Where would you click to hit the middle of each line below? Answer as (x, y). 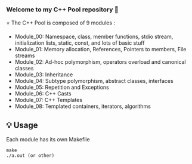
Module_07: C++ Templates (48, 100)
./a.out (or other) (30, 156)
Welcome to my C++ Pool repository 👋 (62, 10)
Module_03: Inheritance (44, 75)
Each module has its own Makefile (48, 140)
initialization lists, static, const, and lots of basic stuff (80, 43)
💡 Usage (22, 125)
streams (25, 55)
